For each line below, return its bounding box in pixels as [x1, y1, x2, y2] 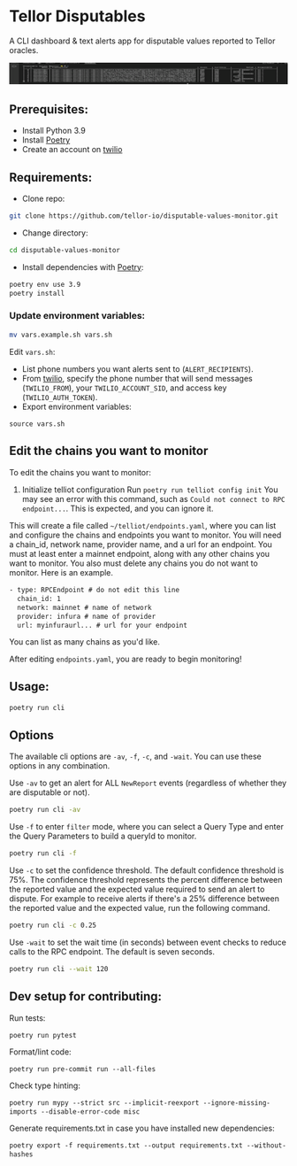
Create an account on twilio [21, 144, 123, 155]
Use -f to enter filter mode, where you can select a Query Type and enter [9, 822, 285, 832]
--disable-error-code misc [41, 1107, 141, 1116]
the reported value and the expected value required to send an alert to [9, 884, 265, 895]
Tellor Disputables [9, 6, 146, 27]
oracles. [9, 44, 39, 55]
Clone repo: [21, 193, 65, 204]
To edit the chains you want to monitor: [9, 467, 152, 477]
